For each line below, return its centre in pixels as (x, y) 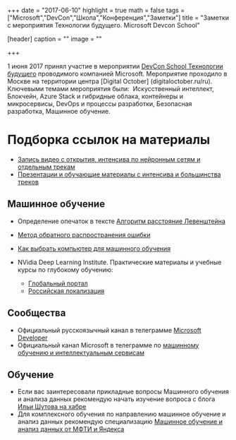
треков (28, 182)
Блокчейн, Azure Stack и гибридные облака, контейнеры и (95, 96)
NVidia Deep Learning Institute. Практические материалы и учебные (119, 262)
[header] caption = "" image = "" (55, 39)
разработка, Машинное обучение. (59, 111)
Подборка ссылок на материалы (109, 140)
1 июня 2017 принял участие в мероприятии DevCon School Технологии (115, 66)
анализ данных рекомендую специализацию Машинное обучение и (120, 422)
